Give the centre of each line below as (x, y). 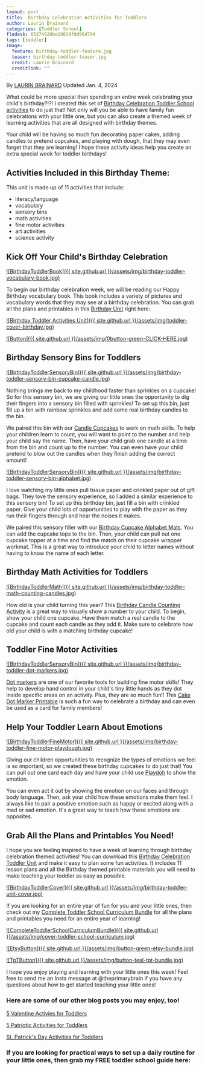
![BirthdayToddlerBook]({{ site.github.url (56, 271)
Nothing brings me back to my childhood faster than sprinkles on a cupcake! (101, 390)
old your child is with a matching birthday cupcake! (70, 631)
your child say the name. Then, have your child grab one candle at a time (97, 441)
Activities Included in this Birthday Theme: (88, 173)
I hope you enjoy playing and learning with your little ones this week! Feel (97, 972)
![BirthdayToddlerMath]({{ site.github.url (56, 586)
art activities (30, 231)
